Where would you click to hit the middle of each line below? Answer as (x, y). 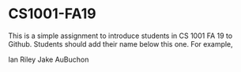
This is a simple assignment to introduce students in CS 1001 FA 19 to (120, 36)
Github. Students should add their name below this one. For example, (120, 44)
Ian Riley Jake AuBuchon (49, 59)
